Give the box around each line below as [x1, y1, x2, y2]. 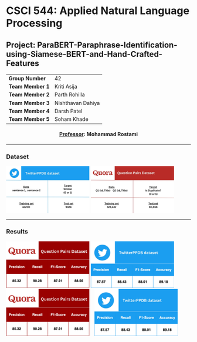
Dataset [6, 153, 29, 161]
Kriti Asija [55, 83, 77, 90]
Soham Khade [55, 116, 89, 123]
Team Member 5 [8, 116, 50, 123]
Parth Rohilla [55, 91, 85, 98]
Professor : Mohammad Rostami [59, 131, 138, 138]
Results [6, 228, 28, 236]
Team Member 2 [8, 91, 50, 98]
